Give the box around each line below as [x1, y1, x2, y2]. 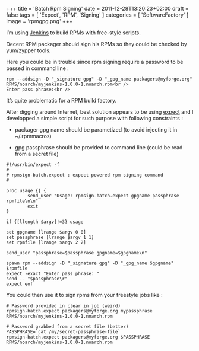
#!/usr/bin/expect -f [6, 162, 60, 168]
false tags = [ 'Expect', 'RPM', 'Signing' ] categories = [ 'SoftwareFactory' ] [6, 11, 189, 18]
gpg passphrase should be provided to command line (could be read [14, 144, 183, 151]
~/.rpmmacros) [14, 133, 52, 139]
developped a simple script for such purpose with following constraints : [6, 115, 183, 122]
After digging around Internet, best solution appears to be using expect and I [6, 109, 194, 115]
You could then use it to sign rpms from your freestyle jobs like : [6, 292, 163, 298]
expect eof [6, 281, 33, 287]
